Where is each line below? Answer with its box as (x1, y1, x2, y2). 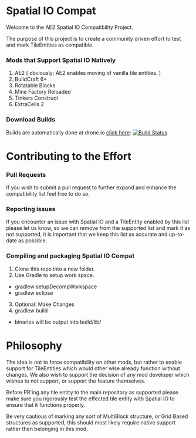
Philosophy (6, 339, 63, 352)
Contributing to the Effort (6, 149, 132, 163)
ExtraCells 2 (14, 101, 44, 108)
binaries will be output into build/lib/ (14, 318, 102, 325)
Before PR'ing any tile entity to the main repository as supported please (6, 388, 179, 396)
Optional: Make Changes (14, 301, 75, 308)
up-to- (168, 231, 185, 238)
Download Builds (6, 116, 56, 124)
